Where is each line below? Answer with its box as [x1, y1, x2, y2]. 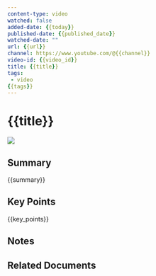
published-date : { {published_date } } [7, 30, 116, 38]
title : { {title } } [7, 63, 59, 70]
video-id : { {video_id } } [7, 57, 78, 64]
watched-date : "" [7, 37, 59, 44]
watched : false [7, 17, 52, 24]
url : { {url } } [7, 43, 46, 50]
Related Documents [7, 259, 96, 271]
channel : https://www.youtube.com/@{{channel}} [7, 50, 151, 57]
